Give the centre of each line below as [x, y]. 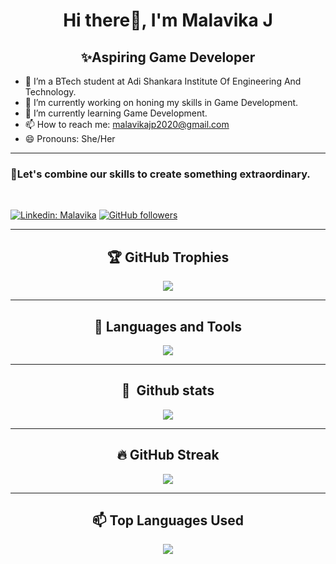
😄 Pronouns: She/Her [70, 138]
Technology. [50, 92]
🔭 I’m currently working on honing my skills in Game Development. [161, 102]
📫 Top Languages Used [168, 520]
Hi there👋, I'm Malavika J [168, 20]
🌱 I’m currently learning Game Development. [116, 113]
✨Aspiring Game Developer [168, 57]
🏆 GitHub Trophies [168, 257]
